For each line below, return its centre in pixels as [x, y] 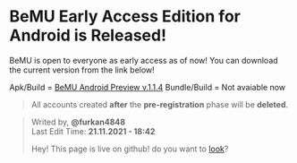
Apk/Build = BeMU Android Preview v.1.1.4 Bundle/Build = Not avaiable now [148, 87]
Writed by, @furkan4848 [78, 122]
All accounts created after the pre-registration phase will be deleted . [160, 104]
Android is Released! [88, 35]
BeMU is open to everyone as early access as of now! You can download [144, 60]
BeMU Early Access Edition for [125, 17]
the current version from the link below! [82, 70]
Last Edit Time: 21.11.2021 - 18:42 [93, 131]
